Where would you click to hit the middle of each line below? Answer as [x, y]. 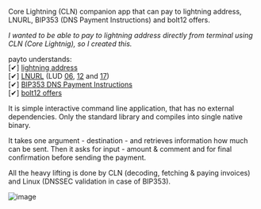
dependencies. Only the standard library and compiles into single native [126, 117]
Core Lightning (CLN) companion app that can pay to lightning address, [125, 12]
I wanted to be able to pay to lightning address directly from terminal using [131, 35]
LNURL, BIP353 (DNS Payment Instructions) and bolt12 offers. [109, 20]
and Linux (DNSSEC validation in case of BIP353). [90, 181]
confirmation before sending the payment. [77, 157]
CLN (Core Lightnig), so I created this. [70, 44]
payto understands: [40, 59]
